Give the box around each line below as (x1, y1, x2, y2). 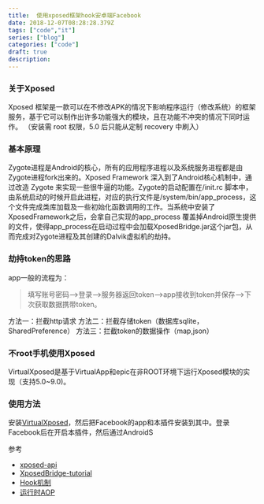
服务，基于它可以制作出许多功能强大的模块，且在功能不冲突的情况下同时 (8, 112, 243, 122)
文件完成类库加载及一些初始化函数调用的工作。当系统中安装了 (14, 202, 215, 212)
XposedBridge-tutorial (19, 469, 92, 478)
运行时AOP (19, 487, 55, 497)
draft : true (8, 48, 47, 56)
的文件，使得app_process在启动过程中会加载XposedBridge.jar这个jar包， (8, 222, 246, 232)
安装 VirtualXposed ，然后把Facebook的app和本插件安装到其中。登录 (8, 418, 230, 428)
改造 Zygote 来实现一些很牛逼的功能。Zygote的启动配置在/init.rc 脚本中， (14, 183, 253, 192)
